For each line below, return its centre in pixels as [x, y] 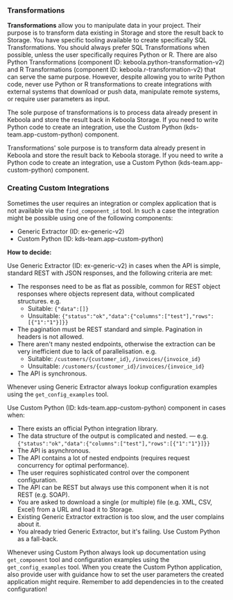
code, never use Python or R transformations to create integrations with [110, 85]
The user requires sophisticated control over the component [103, 473]
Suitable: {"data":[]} [58, 308]
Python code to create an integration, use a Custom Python [92, 163]
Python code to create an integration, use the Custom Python [95, 127]
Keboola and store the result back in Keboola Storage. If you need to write [113, 120]
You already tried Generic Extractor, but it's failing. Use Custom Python [119, 531]
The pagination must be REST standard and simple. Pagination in [110, 329]
